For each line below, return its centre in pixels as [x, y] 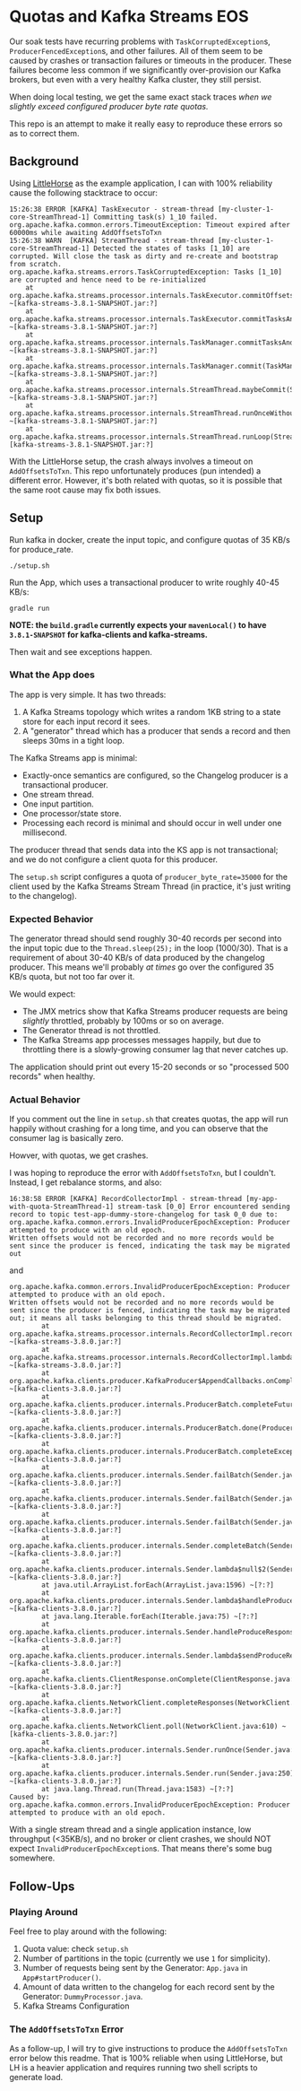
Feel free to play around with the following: [88, 1931]
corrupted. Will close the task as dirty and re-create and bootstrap [144, 256]
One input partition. [58, 804]
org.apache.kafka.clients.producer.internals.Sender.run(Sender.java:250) [152, 1773]
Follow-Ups [42, 1886]
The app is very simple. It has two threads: [88, 694]
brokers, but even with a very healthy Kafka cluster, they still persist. [135, 79]
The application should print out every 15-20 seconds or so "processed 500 [149, 1067]
